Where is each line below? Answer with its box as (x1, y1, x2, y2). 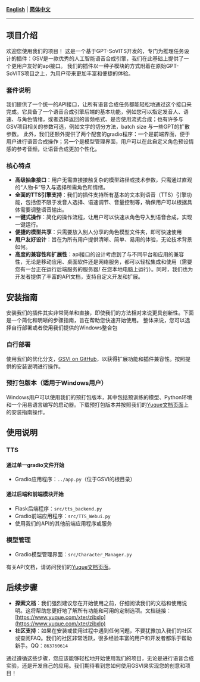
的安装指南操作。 (6, 408, 48, 416)
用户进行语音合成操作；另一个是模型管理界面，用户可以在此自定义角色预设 (6, 138, 189, 145)
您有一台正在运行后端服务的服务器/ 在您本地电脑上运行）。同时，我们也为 (14, 266, 193, 273)
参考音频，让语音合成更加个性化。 (16, 145, 100, 152)
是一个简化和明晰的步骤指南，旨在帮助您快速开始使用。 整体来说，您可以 (6, 317, 185, 324)
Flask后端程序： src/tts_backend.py (14, 505, 102, 512)
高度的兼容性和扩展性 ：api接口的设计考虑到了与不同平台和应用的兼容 (14, 251, 185, 258)
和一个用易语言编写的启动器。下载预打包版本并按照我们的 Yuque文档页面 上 (6, 401, 189, 408)
